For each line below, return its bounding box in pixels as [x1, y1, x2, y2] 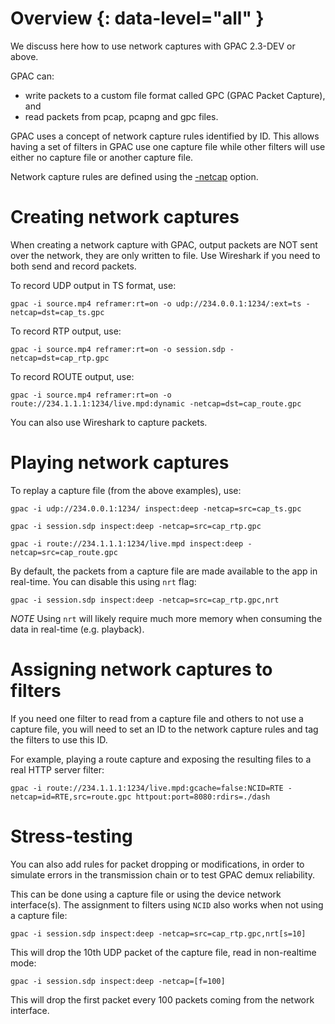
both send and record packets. [10, 260, 137, 272]
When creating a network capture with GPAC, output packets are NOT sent [10, 238, 318, 251]
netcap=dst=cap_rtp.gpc [10, 353, 110, 363]
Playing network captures [10, 452, 230, 474]
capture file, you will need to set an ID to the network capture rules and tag [10, 723, 319, 735]
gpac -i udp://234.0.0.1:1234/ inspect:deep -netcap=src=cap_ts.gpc [10, 503, 302, 514]
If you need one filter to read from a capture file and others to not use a [10, 712, 304, 724]
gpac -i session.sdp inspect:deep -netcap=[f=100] [10, 976, 226, 986]
